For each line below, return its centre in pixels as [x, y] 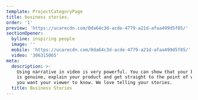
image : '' [23, 45]
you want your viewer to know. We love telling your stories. [95, 83]
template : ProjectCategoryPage [44, 11]
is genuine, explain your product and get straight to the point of [103, 77]
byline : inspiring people [43, 39]
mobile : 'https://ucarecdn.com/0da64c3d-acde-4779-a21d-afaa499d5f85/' [101, 50]
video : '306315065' [35, 55]
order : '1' [19, 22]
